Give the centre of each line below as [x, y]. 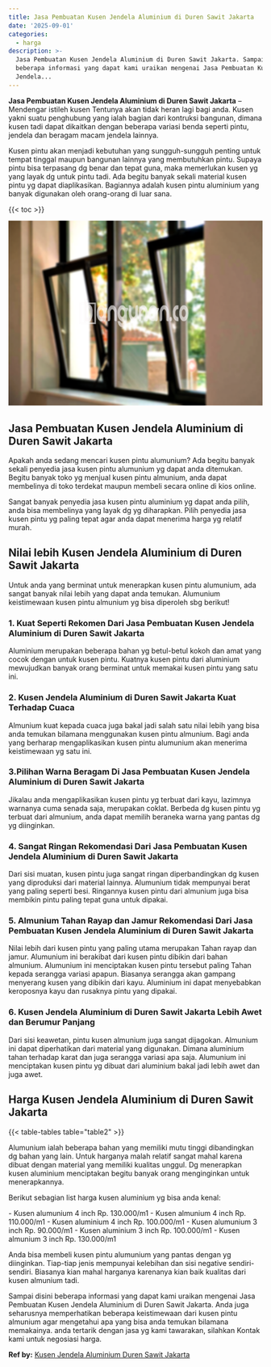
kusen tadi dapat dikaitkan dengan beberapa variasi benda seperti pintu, [129, 126]
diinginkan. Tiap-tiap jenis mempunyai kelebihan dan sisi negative [118, 1263]
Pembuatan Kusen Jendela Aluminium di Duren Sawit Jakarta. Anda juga [129, 1304]
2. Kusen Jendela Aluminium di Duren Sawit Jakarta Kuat [122, 697]
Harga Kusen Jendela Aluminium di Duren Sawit [131, 1100]
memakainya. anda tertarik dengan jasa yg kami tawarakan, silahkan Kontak [134, 1330]
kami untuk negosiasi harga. [55, 1339]
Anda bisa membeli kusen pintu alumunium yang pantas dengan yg [120, 1254]
